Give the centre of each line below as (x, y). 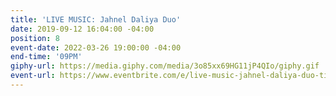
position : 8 (35, 38)
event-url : (33, 76)
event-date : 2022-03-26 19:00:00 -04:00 (96, 47)
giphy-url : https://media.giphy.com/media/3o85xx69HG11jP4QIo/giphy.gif (165, 66)
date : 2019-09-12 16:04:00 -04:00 (82, 29)
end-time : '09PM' (46, 57)
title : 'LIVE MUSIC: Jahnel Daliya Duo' (96, 19)
